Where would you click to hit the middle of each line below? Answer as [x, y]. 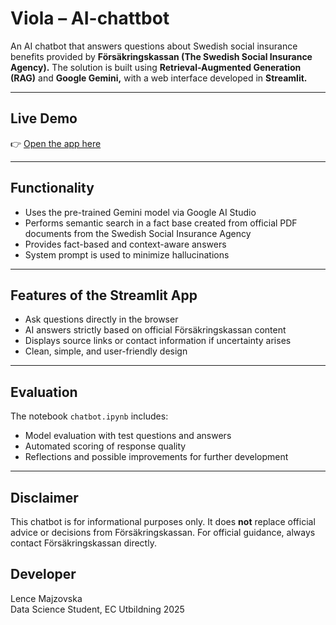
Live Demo [44, 118]
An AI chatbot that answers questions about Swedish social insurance [154, 46]
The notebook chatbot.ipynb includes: [89, 416]
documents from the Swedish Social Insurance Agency [138, 233]
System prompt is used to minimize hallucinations [127, 254]
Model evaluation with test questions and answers [128, 436]
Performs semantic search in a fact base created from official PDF [161, 223]
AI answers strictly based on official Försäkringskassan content [155, 330]
